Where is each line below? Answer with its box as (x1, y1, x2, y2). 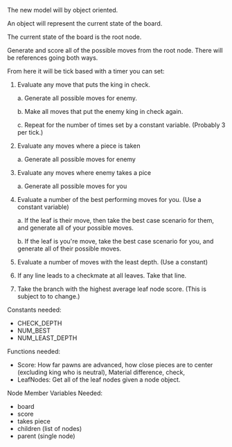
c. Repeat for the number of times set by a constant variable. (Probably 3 (17, 121, 226, 129)
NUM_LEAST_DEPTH (17, 334, 78, 342)
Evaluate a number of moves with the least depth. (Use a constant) (17, 258, 208, 266)
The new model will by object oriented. (7, 6, 118, 14)
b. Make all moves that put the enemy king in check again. (17, 108, 184, 115)
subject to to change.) (17, 292, 80, 301)
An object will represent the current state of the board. (7, 19, 163, 27)
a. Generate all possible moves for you (17, 182, 127, 190)
